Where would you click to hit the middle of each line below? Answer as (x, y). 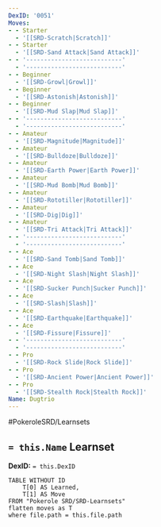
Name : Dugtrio (32, 399)
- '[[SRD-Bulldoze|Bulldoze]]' (67, 156)
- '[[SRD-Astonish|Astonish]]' (67, 97)
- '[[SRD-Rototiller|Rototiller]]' (74, 200)
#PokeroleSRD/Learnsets (49, 422)
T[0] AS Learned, (51, 487)
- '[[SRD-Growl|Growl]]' (56, 82)
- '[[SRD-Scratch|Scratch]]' (63, 38)
